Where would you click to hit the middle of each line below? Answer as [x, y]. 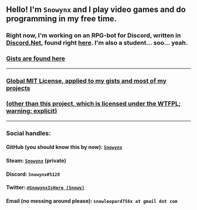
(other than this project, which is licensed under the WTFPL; [94, 104]
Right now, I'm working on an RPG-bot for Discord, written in [94, 36]
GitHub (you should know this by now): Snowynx [64, 147]
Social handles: [28, 133]
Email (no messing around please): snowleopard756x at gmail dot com [92, 201]
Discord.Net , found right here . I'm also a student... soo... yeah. [97, 43]
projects [18, 88]
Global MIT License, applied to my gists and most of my [86, 80]
